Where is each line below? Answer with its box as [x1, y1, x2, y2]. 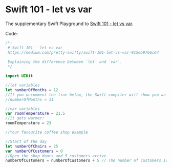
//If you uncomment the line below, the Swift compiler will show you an [5, 92, 166, 97]
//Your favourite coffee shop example [5, 130, 88, 135]
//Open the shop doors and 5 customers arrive [5, 153, 106, 158]
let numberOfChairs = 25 [5, 143, 58, 149]
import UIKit [5, 73, 33, 79]
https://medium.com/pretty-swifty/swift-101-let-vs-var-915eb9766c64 [7, 50, 159, 55]
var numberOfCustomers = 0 [5, 149, 63, 154]
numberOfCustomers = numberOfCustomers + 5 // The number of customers [5, 158, 161, 163]
